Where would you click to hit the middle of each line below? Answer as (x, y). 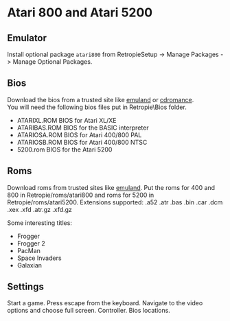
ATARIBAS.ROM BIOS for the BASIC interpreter (83, 128)
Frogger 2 (31, 243)
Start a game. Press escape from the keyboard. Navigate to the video (105, 303)
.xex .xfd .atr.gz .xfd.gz (39, 209)
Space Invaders (39, 258)
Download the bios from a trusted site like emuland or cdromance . (101, 99)
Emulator (27, 38)
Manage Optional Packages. (53, 62)
